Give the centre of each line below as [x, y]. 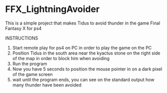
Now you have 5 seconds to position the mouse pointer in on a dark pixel [87, 69]
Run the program [30, 63]
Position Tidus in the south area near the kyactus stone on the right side [86, 53]
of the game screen [33, 74]
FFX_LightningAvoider [52, 9]
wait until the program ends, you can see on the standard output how [83, 79]
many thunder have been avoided [47, 85]
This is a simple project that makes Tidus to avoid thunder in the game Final [83, 23]
